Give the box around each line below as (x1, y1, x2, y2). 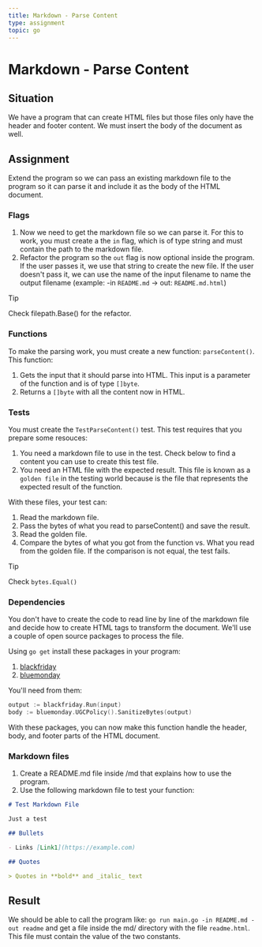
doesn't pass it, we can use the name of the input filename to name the (19, 270, 251, 279)
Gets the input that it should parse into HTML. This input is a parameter (19, 370, 251, 379)
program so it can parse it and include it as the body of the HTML (8, 182, 221, 191)
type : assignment (8, 19, 65, 27)
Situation (8, 92, 54, 105)
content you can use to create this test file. (19, 457, 159, 466)
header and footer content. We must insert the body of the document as (8, 121, 242, 130)
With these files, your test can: (8, 497, 108, 507)
